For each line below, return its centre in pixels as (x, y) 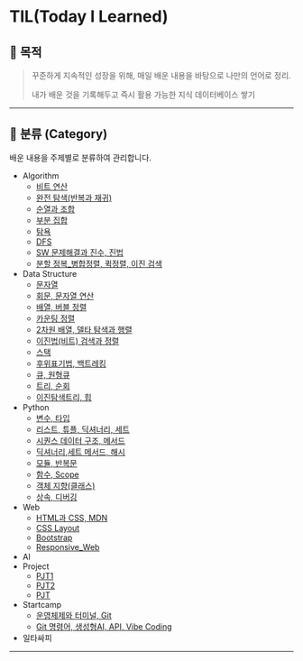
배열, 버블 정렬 (61, 307)
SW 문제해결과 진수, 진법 (80, 252)
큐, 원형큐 (53, 374)
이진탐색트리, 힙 (64, 397)
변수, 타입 (53, 418)
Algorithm (41, 175)
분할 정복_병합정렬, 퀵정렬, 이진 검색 (99, 263)
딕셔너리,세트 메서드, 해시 (81, 452)
